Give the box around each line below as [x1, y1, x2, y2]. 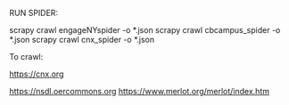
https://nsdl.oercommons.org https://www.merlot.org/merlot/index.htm [9, 86, 270, 96]
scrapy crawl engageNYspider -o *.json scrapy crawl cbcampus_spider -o [9, 25, 281, 35]
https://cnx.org [9, 69, 64, 79]
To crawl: [9, 52, 44, 61]
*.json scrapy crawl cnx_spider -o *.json [9, 35, 155, 44]
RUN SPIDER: [9, 8, 59, 18]
